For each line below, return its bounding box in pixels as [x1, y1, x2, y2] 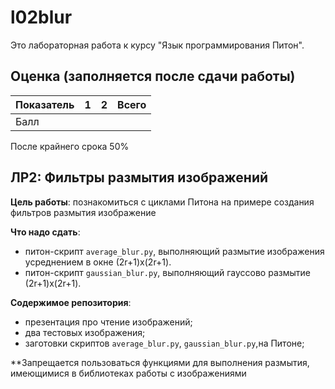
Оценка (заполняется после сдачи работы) [10, 68, 296, 85]
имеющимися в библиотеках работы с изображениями [10, 367, 247, 379]
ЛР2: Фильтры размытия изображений [10, 169, 269, 186]
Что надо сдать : [10, 226, 81, 238]
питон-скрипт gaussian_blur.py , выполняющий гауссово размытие [24, 266, 311, 278]
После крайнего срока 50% [10, 140, 130, 152]
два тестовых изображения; [24, 326, 146, 338]
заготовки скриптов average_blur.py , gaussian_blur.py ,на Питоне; [24, 337, 305, 349]
